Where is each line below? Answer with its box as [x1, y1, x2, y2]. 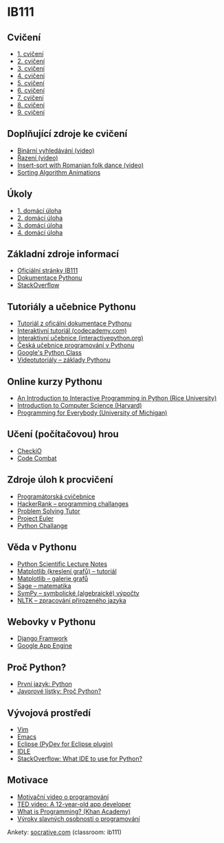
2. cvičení [16, 57, 45, 65]
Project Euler [16, 514, 54, 523]
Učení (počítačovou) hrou [7, 428, 119, 440]
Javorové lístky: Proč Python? [16, 687, 102, 695]
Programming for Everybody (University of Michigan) [16, 408, 168, 417]
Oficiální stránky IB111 [16, 266, 78, 275]
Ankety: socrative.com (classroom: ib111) [7, 828, 122, 836]
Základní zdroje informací [7, 248, 119, 260]
